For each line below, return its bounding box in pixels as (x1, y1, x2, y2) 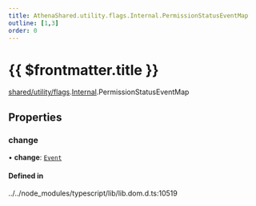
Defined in (8, 171, 44, 180)
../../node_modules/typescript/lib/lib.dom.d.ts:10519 (8, 188, 178, 198)
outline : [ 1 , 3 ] (8, 19, 59, 27)
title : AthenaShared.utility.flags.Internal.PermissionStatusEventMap (8, 11, 249, 20)
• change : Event (8, 153, 62, 162)
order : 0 (8, 26, 38, 34)
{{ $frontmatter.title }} (8, 61, 159, 79)
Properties (8, 110, 62, 124)
